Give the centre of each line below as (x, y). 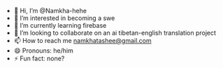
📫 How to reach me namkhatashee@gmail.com (82, 41)
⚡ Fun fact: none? (39, 58)
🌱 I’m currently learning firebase (60, 25)
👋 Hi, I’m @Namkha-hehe (50, 11)
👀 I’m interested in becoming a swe (64, 18)
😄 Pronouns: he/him (43, 51)
